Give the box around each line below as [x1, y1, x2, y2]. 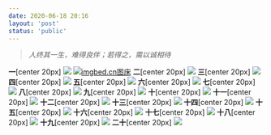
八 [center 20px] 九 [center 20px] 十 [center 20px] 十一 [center [18, 87, 252, 97]
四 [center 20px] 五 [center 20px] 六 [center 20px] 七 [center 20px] [8, 78, 256, 87]
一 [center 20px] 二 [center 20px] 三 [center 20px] [8, 67, 251, 77]
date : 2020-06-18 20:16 [8, 11, 89, 20]
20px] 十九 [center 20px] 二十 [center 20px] [8, 118, 172, 128]
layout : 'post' [8, 19, 60, 27]
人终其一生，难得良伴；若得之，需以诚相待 [28, 50, 171, 60]
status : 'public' [8, 27, 67, 35]
